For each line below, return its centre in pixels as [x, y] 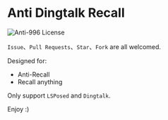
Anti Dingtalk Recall [66, 13]
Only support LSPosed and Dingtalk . [59, 95]
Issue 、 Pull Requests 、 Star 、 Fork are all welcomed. [84, 46]
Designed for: [27, 60]
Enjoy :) [18, 109]
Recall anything [40, 81]
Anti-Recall [34, 74]
